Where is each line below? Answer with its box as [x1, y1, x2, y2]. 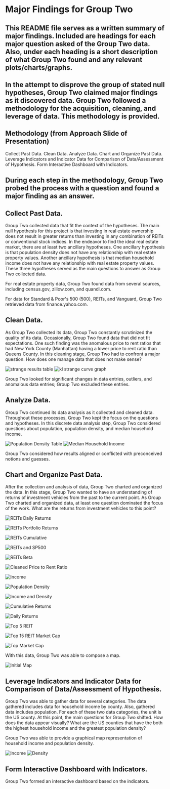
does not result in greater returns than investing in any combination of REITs [5, 233, 164, 239]
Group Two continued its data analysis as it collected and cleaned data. [5, 409, 154, 416]
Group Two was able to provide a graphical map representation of [5, 735, 143, 741]
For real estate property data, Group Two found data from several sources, [5, 280, 161, 286]
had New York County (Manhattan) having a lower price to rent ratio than [5, 345, 157, 351]
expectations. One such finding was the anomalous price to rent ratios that [5, 340, 161, 346]
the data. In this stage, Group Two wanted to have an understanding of [5, 489, 153, 495]
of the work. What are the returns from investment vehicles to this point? [5, 505, 157, 512]
